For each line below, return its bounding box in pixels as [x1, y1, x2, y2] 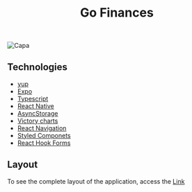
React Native [17, 102, 54, 110]
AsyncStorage [17, 109, 58, 117]
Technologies [7, 61, 68, 73]
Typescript [17, 94, 49, 103]
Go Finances [79, 5, 154, 21]
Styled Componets [17, 131, 71, 139]
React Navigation [17, 123, 67, 132]
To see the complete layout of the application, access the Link [7, 177, 185, 185]
